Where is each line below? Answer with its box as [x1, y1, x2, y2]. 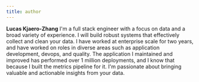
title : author [6, 8, 42, 15]
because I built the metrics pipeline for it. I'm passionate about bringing [6, 63, 182, 70]
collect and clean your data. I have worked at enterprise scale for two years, [6, 37, 194, 45]
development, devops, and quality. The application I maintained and [6, 50, 173, 57]
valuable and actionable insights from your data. [6, 69, 125, 76]
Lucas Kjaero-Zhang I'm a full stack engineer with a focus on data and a [6, 25, 185, 32]
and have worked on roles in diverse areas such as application [6, 44, 160, 51]
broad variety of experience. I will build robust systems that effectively [6, 31, 180, 39]
